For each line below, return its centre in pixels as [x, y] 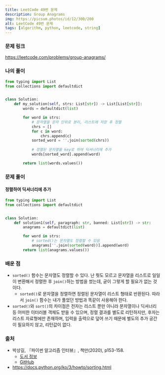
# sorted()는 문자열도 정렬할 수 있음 [66, 241]
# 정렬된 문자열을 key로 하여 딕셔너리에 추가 [71, 150]
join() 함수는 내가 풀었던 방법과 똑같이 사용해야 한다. [76, 300]
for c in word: [47, 131]
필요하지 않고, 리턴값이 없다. [45, 325]
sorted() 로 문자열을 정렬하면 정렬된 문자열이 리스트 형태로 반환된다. [85, 294]
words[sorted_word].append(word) [66, 154]
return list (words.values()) [53, 163]
